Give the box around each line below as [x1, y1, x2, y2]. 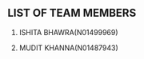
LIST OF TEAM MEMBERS [7, 6, 137, 20]
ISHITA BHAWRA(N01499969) [18, 27, 118, 37]
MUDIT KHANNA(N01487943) [18, 43, 119, 53]
